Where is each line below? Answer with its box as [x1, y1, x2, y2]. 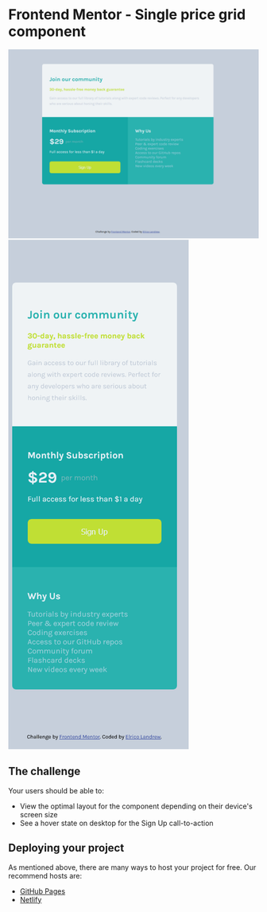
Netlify [19, 894, 42, 904]
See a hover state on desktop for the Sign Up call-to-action [19, 818, 214, 828]
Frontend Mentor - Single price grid [8, 6, 246, 24]
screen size [19, 809, 58, 819]
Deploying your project [8, 841, 125, 855]
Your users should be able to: [8, 785, 105, 795]
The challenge [8, 765, 81, 778]
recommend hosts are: [8, 871, 82, 880]
